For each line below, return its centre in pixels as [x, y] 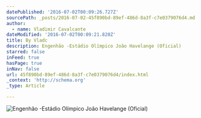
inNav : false [23, 69]
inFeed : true [23, 57]
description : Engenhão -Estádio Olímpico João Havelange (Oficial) [94, 46]
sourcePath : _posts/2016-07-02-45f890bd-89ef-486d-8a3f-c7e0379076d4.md [101, 18]
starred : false [26, 52]
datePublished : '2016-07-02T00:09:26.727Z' [63, 12]
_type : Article [26, 86]
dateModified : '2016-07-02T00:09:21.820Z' [61, 35]
